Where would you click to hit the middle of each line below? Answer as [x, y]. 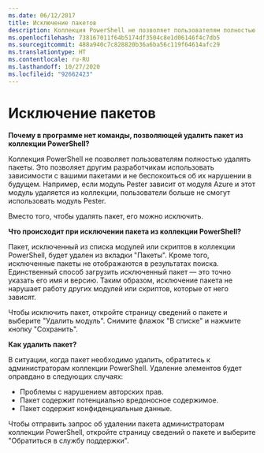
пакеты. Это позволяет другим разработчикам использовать [111, 167]
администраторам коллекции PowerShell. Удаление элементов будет [125, 368]
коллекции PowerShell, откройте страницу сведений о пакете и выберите [132, 432]
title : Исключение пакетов [52, 23]
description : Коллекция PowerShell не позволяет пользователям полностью [132, 30]
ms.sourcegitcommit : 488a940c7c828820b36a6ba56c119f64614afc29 [114, 45]
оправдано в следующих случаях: [66, 376]
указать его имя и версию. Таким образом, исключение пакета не [121, 280]
